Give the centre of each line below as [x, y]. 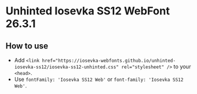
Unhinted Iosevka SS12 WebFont [88, 11]
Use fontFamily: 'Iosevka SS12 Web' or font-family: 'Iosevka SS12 [99, 79]
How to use [27, 46]
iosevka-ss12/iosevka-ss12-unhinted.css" [66, 67]
